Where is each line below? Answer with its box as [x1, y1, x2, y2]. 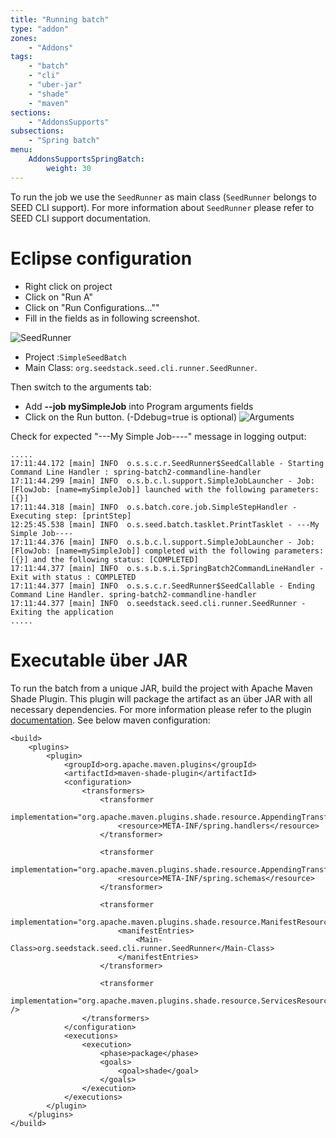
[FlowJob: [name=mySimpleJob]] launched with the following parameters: [10, 484, 320, 495]
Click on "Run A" [24, 291, 94, 303]
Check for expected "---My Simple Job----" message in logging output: [10, 430, 307, 442]
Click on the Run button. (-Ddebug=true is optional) [24, 411, 237, 423]
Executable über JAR [10, 649, 188, 671]
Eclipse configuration [10, 247, 193, 270]
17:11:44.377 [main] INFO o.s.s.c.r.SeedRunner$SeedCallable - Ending [10, 581, 315, 591]
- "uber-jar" [28, 80, 83, 90]
